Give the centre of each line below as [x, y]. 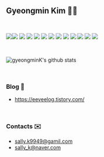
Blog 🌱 [15, 86]
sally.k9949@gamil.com [44, 141]
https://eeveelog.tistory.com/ [49, 99]
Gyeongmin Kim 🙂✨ [42, 11]
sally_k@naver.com [38, 148]
